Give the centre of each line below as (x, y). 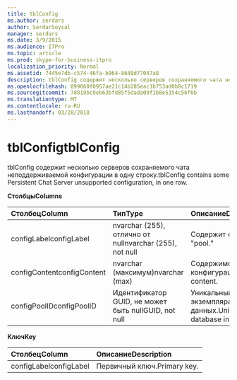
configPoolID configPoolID (54, 306)
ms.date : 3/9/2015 (34, 40)
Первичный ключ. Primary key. (147, 366)
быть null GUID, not (144, 310)
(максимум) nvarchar (148, 272)
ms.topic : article (34, 54)
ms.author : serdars (36, 21)
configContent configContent (59, 272)
